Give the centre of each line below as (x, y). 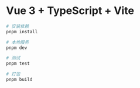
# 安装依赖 (18, 26)
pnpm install (22, 31)
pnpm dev (17, 48)
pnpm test (18, 64)
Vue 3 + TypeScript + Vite (70, 11)
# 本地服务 (18, 42)
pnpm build (19, 80)
